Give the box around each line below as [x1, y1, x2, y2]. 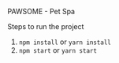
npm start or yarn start [18, 46, 98, 54]
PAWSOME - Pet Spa [7, 7, 76, 16]
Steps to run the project [7, 22, 84, 31]
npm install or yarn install [18, 37, 111, 46]
